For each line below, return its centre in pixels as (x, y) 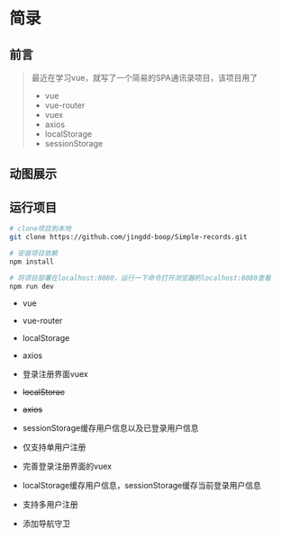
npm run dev (32, 286)
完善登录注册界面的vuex (67, 466)
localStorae (44, 392)
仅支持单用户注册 (54, 447)
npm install (32, 262)
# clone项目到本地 (41, 229)
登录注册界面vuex (55, 374)
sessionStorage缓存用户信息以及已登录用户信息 (110, 428)
